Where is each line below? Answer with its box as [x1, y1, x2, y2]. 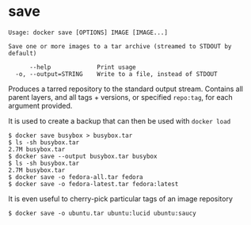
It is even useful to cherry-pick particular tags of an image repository [8, 193, 234, 204]
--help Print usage [29, 63, 136, 71]
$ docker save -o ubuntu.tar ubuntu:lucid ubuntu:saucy [8, 209, 196, 217]
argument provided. [8, 101, 73, 110]
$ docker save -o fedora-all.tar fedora [8, 173, 144, 181]
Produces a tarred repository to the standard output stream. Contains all [8, 84, 244, 93]
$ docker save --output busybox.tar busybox [8, 152, 158, 160]
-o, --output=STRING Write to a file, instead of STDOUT [15, 70, 218, 78]
